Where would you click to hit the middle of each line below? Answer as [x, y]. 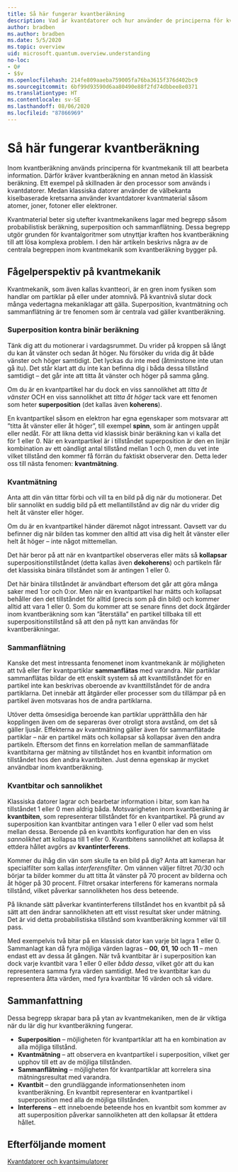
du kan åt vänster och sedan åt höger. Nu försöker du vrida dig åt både [111, 353]
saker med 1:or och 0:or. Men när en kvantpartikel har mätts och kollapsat [114, 592]
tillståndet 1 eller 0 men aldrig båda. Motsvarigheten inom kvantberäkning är [118, 809]
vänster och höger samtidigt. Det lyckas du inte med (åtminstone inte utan [115, 360]
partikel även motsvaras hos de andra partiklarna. [80, 701]
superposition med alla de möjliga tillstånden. [84, 1100]
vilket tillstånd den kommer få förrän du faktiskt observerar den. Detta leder [118, 456]
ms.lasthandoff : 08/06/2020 [49, 107]
